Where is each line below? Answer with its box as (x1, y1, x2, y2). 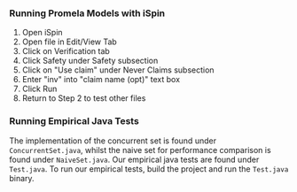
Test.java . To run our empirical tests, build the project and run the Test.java (9, 163, 289, 174)
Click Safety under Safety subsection (21, 56, 159, 66)
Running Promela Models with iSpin (9, 7, 166, 19)
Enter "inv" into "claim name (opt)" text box (21, 74, 180, 85)
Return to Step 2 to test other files (21, 93, 146, 104)
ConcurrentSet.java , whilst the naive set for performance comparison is (9, 144, 272, 155)
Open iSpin (21, 27, 64, 38)
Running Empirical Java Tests (9, 115, 139, 127)
